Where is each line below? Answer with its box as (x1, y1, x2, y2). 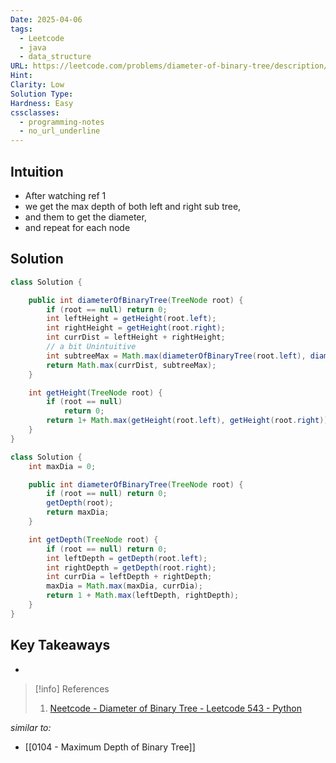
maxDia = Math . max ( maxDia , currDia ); (46, 581, 203, 591)
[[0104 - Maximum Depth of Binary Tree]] (24, 741, 196, 753)
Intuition (10, 163, 64, 180)
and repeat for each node (24, 221, 131, 233)
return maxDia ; (46, 507, 110, 518)
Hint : (10, 71, 33, 81)
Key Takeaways (10, 637, 111, 654)
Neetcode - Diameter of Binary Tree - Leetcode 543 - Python (49, 702, 302, 714)
